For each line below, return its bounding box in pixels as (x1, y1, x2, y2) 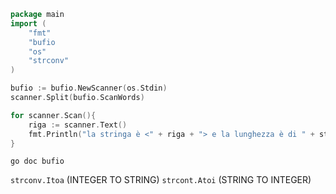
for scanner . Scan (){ (10, 110, 97, 120)
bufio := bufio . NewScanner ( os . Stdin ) (10, 83, 168, 94)
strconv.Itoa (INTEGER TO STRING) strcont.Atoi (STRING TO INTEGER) (10, 174, 312, 186)
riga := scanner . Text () (28, 120, 128, 130)
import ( (10, 18, 47, 29)
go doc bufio (10, 156, 65, 167)
